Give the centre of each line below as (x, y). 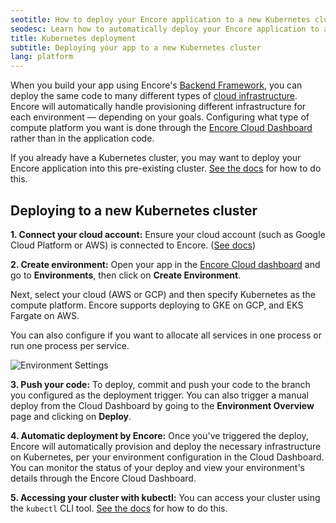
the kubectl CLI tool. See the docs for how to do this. (119, 508)
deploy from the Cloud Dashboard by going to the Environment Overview (162, 405)
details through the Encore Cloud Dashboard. (103, 478)
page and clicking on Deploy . (71, 416)
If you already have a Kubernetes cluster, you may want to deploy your (156, 158)
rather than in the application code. (82, 138)
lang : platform (42, 57)
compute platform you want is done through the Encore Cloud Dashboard (161, 128)
